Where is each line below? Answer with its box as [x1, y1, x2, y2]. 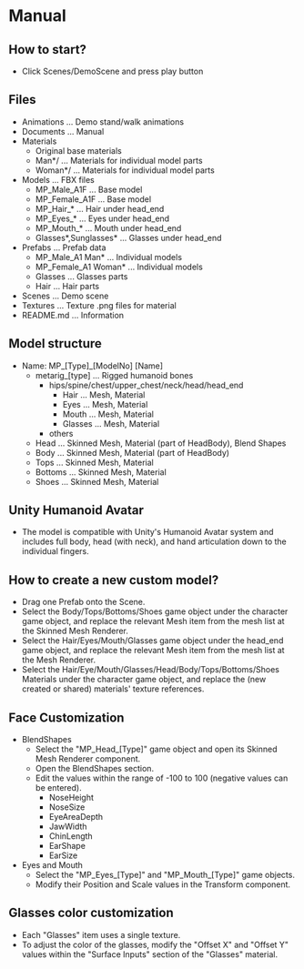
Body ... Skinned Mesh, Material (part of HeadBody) [35, 447, 229, 458]
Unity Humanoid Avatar [8, 502, 145, 519]
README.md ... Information [21, 309, 125, 320]
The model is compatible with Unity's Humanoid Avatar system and [21, 527, 274, 538]
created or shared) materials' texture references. [21, 683, 205, 694]
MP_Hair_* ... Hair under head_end [35, 203, 165, 214]
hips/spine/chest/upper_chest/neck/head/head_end [48, 379, 244, 390]
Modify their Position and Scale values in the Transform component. [35, 879, 291, 890]
